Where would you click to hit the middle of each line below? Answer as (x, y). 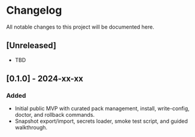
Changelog (34, 10)
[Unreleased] (31, 46)
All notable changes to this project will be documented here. (80, 27)
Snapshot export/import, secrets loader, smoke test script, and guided (101, 121)
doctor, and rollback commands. (55, 115)
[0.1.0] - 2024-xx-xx (45, 79)
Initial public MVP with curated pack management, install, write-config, (102, 108)
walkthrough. (31, 127)
